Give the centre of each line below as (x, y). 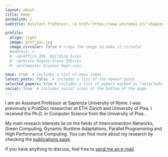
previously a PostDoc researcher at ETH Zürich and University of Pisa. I (79, 108)
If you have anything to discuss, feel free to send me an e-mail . (70, 149)
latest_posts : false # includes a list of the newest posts (70, 79)
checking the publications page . (38, 139)
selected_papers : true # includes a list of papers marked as (71, 84)
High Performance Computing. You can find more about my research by (79, 134)
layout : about (20, 10)
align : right (23, 38)
